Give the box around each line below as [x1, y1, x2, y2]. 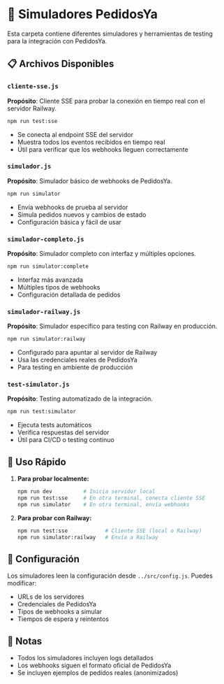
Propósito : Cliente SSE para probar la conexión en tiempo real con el [7, 97, 206, 105]
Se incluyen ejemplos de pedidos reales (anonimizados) [17, 669, 179, 677]
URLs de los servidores [17, 592, 85, 601]
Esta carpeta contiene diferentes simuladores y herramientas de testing [7, 29, 213, 38]
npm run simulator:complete [7, 262, 89, 270]
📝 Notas [7, 635, 43, 647]
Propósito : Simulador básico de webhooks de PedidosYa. [7, 176, 172, 185]
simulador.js [7, 162, 52, 171]
